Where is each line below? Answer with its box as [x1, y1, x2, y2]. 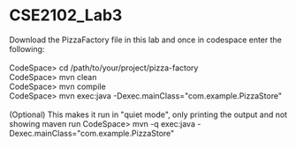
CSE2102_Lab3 [9, 5, 123, 26]
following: [9, 43, 45, 54]
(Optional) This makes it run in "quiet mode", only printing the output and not [9, 109, 288, 120]
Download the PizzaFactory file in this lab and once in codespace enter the [9, 34, 283, 45]
